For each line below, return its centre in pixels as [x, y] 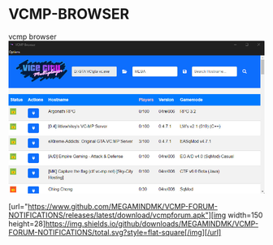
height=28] [27, 223]
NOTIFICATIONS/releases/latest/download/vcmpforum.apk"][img [117, 215]
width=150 [245, 215]
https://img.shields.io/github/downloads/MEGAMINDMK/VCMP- [152, 223]
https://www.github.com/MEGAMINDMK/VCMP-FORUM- [123, 206]
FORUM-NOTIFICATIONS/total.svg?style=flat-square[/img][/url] [115, 232]
